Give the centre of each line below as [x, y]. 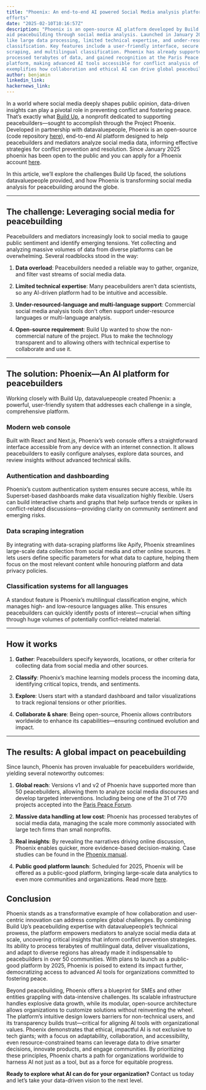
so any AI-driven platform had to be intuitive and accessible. [91, 292]
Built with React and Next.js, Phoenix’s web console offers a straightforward [102, 440]
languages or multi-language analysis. [63, 317]
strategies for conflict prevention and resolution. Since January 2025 [93, 149]
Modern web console [39, 427]
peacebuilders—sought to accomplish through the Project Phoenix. [91, 123]
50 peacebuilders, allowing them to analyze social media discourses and [107, 792]
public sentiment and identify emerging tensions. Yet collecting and [91, 243]
